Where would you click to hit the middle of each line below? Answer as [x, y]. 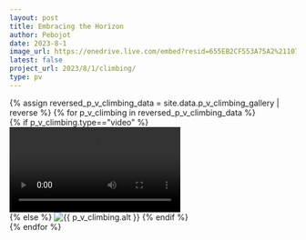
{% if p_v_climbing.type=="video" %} [79, 122]
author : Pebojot [40, 35]
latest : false [36, 60]
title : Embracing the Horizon [67, 26]
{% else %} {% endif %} [99, 217]
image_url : [30, 52]
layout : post [34, 18]
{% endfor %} [36, 226]
